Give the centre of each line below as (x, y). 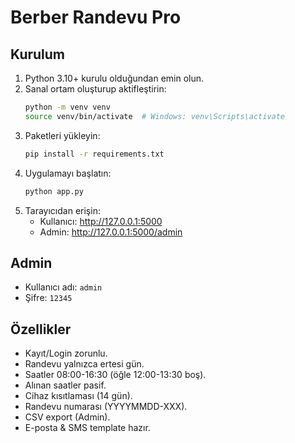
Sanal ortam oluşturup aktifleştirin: (95, 89)
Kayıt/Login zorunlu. (66, 353)
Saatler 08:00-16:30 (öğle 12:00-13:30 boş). (115, 375)
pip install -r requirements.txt (94, 154)
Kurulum (38, 54)
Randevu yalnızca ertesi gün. (84, 364)
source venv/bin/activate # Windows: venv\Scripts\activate (155, 116)
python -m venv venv (67, 107)
